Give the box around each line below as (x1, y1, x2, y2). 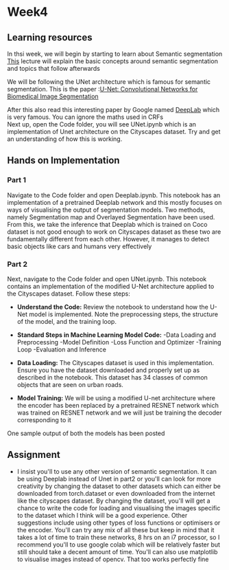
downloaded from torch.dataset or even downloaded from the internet (16, 489, 215, 497)
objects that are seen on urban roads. (16, 380, 123, 388)
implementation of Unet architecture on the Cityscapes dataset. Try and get (7, 128, 221, 135)
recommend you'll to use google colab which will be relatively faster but (16, 540, 221, 549)
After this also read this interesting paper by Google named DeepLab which (7, 106, 220, 113)
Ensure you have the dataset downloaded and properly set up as (16, 366, 200, 374)
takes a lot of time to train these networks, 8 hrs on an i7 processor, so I (16, 533, 220, 541)
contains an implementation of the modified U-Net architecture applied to (7, 282, 215, 290)
